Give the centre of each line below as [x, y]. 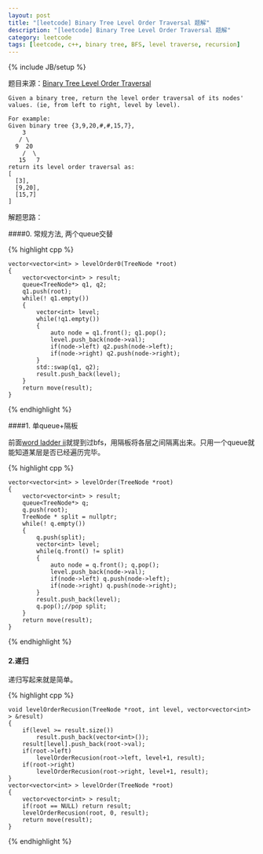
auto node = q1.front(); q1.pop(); [108, 333]
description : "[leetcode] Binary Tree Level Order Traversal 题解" [120, 30]
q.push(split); [61, 538]
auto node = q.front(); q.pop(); [104, 565]
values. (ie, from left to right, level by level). [94, 105]
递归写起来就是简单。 [42, 680]
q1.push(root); [47, 292]
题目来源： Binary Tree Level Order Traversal [80, 83]
